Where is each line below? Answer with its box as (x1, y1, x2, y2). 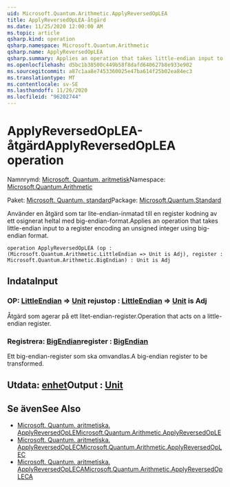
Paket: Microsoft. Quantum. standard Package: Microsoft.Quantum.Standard (7, 196, 222, 204)
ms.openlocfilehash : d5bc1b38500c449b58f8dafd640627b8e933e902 (7, 61, 193, 68)
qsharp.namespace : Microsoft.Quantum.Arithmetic (7, 42, 149, 49)
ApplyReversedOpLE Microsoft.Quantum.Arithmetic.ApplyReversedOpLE (17, 428, 222, 437)
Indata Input (7, 275, 59, 287)
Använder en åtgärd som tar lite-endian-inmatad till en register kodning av (7, 209, 218, 217)
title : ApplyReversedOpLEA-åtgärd (7, 17, 107, 23)
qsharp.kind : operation (7, 36, 76, 43)
